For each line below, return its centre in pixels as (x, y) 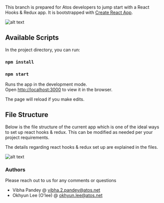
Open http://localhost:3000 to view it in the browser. (59, 90)
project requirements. (27, 137)
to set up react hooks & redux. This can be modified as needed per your (79, 132)
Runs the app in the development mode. (46, 85)
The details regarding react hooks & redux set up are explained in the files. (82, 147)
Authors (15, 170)
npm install (20, 62)
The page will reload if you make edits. (45, 100)
